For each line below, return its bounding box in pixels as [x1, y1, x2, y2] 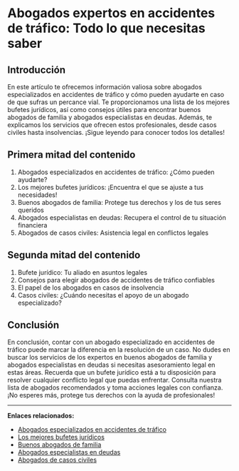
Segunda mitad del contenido [7, 249, 141, 261]
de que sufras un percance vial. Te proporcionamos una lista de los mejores [7, 98, 230, 106]
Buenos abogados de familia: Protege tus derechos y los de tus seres [17, 198, 222, 206]
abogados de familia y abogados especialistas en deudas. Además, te [7, 113, 212, 121]
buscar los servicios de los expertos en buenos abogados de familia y [7, 353, 213, 362]
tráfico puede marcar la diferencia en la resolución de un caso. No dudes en [7, 345, 230, 354]
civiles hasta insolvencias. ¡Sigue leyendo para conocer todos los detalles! [7, 128, 225, 136]
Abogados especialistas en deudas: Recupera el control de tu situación [17, 213, 226, 222]
